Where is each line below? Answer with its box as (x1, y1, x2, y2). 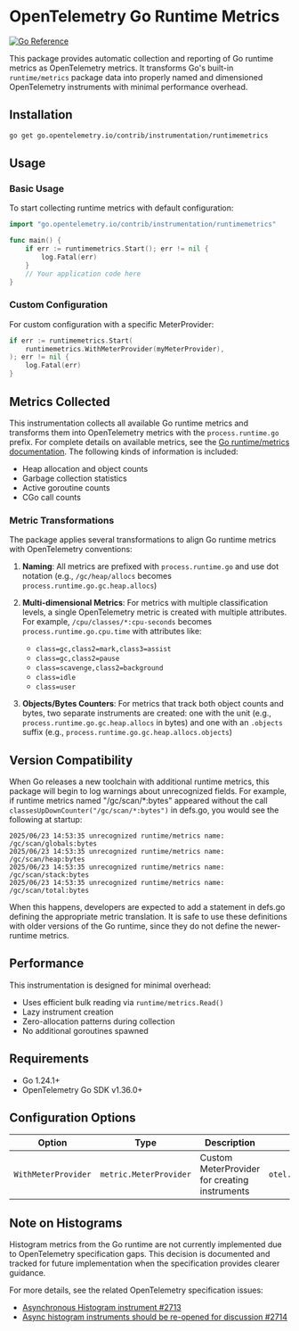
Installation (9, 107, 73, 122)
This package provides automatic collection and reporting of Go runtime (9, 53, 274, 63)
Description (204, 1137, 255, 1149)
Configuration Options (9, 1111, 136, 1126)
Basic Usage (9, 182, 65, 194)
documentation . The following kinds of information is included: (9, 446, 238, 457)
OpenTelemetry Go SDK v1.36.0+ (21, 1084, 143, 1095)
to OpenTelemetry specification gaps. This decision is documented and (9, 1249, 271, 1260)
